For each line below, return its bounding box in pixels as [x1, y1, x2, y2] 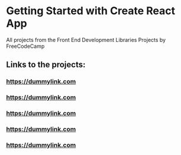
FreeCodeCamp [6, 43, 45, 50]
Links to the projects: [6, 60, 86, 70]
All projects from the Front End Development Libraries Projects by [6, 36, 166, 43]
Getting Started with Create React [6, 4, 176, 18]
